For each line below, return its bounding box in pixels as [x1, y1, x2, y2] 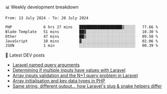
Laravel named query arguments [12, 62, 80, 68]
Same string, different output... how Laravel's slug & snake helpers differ [12, 83, 162, 89]
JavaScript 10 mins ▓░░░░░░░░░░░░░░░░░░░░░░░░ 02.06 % [5, 38, 158, 43]
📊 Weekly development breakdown [5, 4, 79, 10]
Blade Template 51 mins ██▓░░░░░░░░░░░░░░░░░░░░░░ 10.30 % [5, 29, 158, 34]
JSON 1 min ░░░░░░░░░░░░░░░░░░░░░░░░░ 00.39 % [5, 43, 158, 48]
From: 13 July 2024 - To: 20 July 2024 [5, 15, 89, 20]
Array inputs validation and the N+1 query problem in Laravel [12, 72, 138, 78]
